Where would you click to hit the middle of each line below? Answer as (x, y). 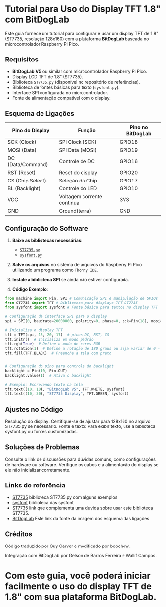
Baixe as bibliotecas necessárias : (47, 240)
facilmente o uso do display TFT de (78, 586)
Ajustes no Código (34, 409)
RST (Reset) (22, 172)
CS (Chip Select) (27, 181)
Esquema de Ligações (40, 113)
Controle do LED (78, 188)
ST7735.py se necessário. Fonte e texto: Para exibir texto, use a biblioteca (80, 426)
